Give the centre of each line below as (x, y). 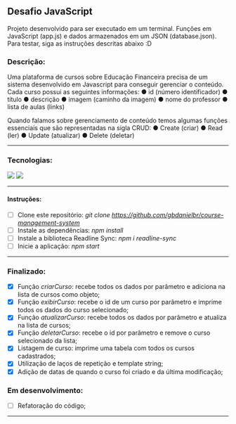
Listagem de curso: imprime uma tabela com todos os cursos (106, 348)
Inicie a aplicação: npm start (58, 246)
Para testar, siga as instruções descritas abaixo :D (80, 43)
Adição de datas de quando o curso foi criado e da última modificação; (120, 371)
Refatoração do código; (52, 405)
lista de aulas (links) (36, 107)
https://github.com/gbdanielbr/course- (168, 214)
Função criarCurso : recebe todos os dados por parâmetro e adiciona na (122, 287)
